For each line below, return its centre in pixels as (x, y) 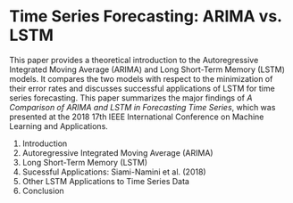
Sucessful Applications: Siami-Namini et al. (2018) (114, 172)
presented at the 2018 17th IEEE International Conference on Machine (137, 117)
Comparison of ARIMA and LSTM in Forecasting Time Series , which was (142, 107)
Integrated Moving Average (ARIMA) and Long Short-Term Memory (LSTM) (147, 69)
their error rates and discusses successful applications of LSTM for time (142, 88)
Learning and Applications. (59, 126)
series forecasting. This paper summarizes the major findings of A (131, 97)
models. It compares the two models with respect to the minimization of (141, 78)
